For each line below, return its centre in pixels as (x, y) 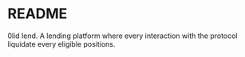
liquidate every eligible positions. (61, 44)
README (38, 14)
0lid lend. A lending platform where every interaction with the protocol (122, 36)
